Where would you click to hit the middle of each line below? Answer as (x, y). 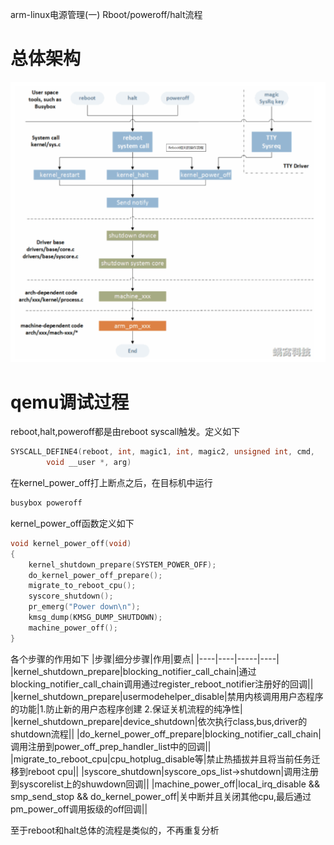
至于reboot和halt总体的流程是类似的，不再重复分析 (115, 830)
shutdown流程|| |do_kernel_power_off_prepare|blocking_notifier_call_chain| (166, 734)
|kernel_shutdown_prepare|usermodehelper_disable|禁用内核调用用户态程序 (167, 696)
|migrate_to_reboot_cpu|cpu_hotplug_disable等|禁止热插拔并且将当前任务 (161, 759)
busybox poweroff (46, 503)
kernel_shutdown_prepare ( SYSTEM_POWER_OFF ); (122, 564)
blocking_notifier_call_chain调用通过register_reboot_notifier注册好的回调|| (162, 684)
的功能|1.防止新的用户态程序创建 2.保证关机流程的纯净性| (126, 709)
